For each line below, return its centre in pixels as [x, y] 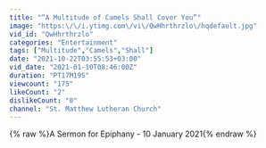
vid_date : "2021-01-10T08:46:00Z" [74, 68]
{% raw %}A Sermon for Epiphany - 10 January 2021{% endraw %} [133, 134]
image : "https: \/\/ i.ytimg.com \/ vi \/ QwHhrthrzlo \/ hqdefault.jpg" [133, 26]
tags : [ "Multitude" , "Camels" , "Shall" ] [81, 51]
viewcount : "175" [42, 84]
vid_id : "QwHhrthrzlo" [51, 34]
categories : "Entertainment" [63, 42]
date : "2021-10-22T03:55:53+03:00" [75, 59]
